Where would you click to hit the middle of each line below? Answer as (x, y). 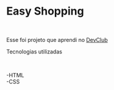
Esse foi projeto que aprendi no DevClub (57, 40)
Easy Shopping (45, 11)
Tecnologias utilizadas (34, 51)
